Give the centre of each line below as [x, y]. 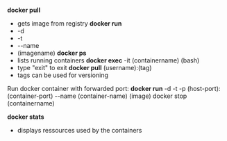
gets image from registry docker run [69, 23]
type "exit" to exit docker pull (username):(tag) [84, 68]
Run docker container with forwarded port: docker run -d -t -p [96, 89]
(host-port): [204, 89]
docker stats [26, 117]
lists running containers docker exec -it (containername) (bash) [108, 60]
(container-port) [30, 96]
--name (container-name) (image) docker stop [121, 96]
